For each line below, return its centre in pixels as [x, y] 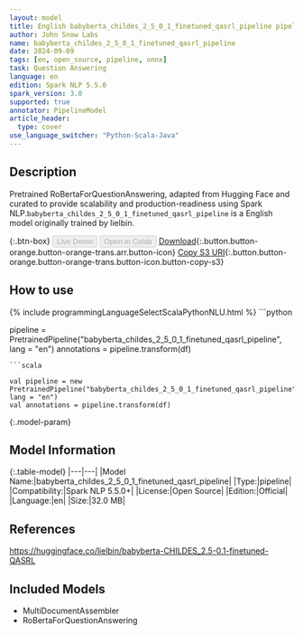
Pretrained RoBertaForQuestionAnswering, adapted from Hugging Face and [150, 194]
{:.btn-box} [30, 241]
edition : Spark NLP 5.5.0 [58, 85]
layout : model [36, 18]
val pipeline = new [46, 381]
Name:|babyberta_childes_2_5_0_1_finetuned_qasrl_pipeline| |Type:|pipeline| [151, 481]
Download [177, 241]
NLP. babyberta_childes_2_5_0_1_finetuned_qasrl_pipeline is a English [141, 213]
